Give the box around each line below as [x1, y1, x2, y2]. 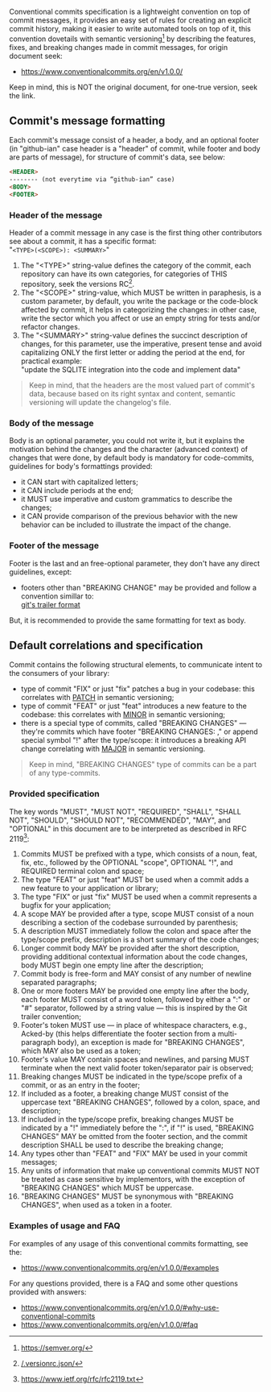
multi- [217, 1029, 238, 1038]
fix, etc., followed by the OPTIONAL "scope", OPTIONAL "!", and [20, 858, 233, 868]
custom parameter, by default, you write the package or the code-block [20, 296, 258, 305]
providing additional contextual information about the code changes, [20, 952, 248, 962]
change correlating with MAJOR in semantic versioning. [20, 744, 206, 754]
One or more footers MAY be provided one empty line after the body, [20, 986, 249, 996]
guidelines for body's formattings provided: [9, 462, 153, 471]
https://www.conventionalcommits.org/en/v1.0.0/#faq [20, 1319, 199, 1329]
